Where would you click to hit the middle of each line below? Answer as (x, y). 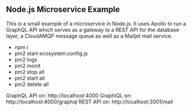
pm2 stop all (29, 71)
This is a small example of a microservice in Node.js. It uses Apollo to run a (96, 23)
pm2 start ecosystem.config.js (51, 53)
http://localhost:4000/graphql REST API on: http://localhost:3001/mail (90, 102)
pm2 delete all (32, 84)
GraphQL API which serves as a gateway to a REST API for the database (93, 30)
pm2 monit (27, 66)
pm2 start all (29, 78)
